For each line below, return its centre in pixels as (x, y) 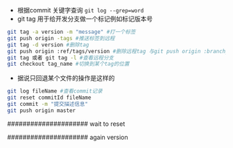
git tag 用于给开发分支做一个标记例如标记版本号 (85, 19)
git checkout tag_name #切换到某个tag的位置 (68, 64)
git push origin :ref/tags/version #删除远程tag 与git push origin (104, 51)
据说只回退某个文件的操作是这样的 (66, 78)
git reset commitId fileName (49, 98)
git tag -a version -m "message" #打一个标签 (71, 32)
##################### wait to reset (66, 124)
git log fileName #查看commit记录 (55, 91)
